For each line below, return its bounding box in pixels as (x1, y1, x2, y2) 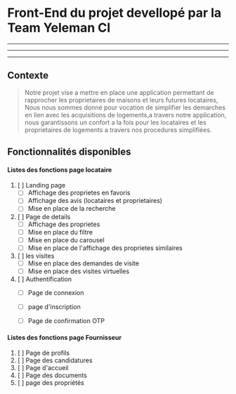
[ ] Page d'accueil (17, 364, 69, 372)
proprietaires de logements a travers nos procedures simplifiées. (24, 125, 212, 134)
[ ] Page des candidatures (17, 356, 93, 365)
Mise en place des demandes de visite (27, 258, 139, 268)
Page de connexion (27, 288, 84, 296)
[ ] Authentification (17, 275, 72, 283)
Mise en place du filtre (27, 228, 93, 236)
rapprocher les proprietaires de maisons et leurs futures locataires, (24, 96, 218, 104)
